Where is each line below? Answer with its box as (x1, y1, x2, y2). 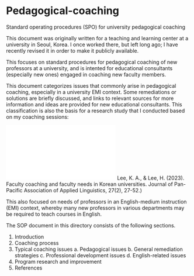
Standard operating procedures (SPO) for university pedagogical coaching (6, 23, 186, 30)
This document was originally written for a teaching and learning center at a (6, 34, 189, 42)
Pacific (6, 187, 23, 194)
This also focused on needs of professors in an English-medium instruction (6, 198, 187, 205)
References (14, 264, 43, 271)
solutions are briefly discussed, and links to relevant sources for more (6, 95, 174, 102)
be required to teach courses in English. (6, 211, 102, 218)
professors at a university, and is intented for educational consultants (6, 64, 173, 71)
